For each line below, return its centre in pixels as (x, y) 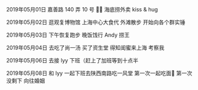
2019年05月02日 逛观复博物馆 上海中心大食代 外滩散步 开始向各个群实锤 (96, 22)
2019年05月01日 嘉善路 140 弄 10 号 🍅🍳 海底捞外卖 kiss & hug (82, 9)
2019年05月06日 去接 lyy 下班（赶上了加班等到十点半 (72, 60)
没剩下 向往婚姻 (26, 81)
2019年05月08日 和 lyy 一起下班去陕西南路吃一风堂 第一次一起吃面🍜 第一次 (99, 73)
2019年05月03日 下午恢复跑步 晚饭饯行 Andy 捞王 (68, 35)
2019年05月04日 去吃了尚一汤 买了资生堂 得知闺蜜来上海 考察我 (85, 48)
